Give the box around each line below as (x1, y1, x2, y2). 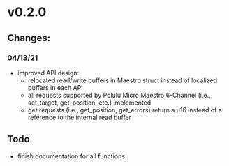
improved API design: (17, 68, 80, 77)
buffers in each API (27, 83, 83, 91)
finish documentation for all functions (17, 151, 126, 160)
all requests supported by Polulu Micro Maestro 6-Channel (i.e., (27, 91, 211, 99)
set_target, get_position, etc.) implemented (27, 98, 152, 107)
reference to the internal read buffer (27, 113, 131, 121)
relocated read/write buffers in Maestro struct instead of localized (27, 76, 218, 84)
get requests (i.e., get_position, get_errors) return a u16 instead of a (27, 105, 222, 114)
